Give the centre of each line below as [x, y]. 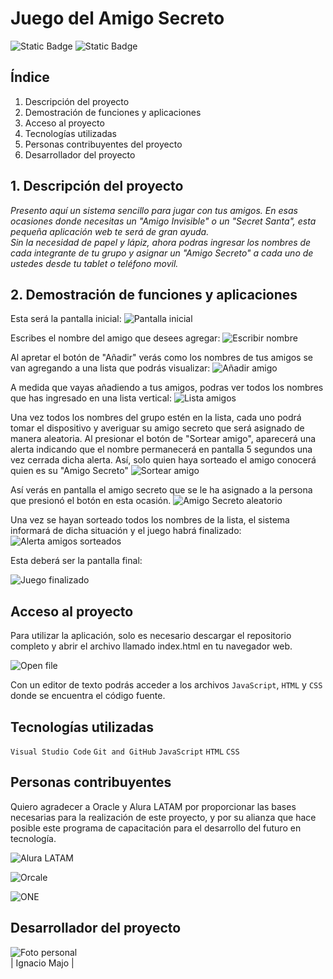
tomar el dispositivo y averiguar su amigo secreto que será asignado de [157, 428]
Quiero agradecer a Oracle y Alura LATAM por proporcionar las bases [153, 806]
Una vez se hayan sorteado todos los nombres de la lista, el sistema [150, 520]
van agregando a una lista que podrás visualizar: [110, 368]
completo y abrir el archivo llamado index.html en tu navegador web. [151, 646]
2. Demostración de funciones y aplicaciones [154, 294]
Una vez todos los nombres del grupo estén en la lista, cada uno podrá [156, 418]
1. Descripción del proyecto [97, 186]
